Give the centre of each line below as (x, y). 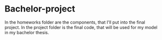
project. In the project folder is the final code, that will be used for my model (81, 27)
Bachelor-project (40, 9)
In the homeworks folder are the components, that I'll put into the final (75, 22)
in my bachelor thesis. (27, 32)
